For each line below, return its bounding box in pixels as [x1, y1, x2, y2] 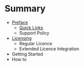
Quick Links [19, 24, 43, 30]
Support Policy [19, 30, 50, 36]
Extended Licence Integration [19, 46, 80, 52]
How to [11, 56, 27, 62]
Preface [11, 19, 28, 25]
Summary [4, 3, 45, 14]
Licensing [11, 35, 32, 41]
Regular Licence [19, 40, 52, 46]
